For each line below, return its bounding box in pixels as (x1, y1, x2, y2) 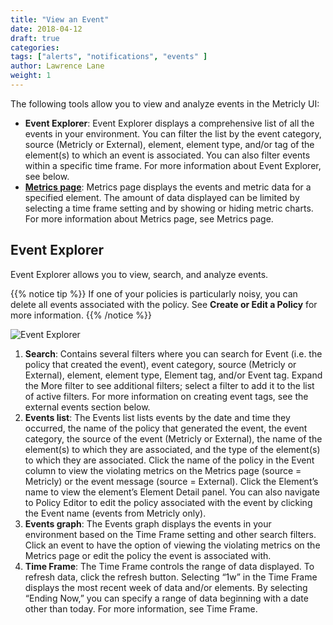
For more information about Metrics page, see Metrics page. (24, 212, 274, 225)
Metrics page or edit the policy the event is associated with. (24, 549, 272, 561)
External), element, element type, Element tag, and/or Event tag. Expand (24, 369, 323, 381)
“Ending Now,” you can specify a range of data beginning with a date (24, 592, 309, 604)
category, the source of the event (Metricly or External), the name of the (24, 432, 323, 445)
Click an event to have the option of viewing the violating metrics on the (24, 539, 321, 551)
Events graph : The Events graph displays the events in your (24, 517, 272, 530)
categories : (10, 42, 60, 53)
